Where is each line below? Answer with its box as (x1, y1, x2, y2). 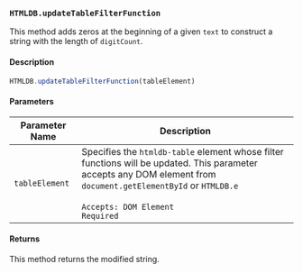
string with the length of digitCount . (9, 36, 143, 47)
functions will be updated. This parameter (81, 157, 259, 169)
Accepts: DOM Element (81, 202, 174, 212)
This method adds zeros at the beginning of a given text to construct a (9, 26, 273, 37)
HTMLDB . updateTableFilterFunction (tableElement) (9, 77, 196, 86)
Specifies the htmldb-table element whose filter (81, 145, 284, 158)
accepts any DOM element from (81, 168, 216, 180)
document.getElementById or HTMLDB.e (81, 179, 239, 192)
